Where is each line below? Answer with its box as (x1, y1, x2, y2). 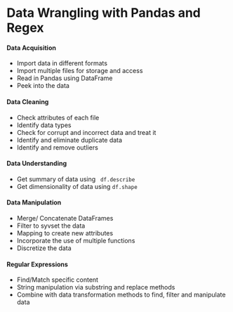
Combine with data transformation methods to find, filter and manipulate (16, 290, 226, 299)
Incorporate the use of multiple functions (16, 237, 135, 245)
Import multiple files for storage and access (16, 67, 143, 75)
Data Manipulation (6, 198, 62, 207)
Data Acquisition (6, 44, 57, 52)
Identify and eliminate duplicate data (16, 136, 123, 144)
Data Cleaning (6, 97, 49, 106)
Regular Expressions (6, 260, 68, 268)
